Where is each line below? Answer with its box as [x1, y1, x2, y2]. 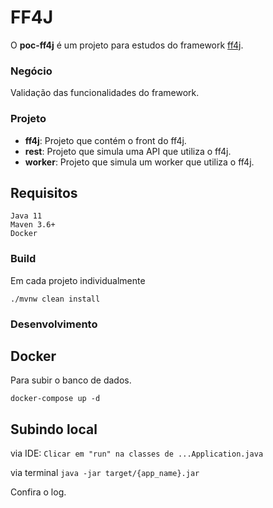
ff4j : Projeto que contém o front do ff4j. [24, 134, 187, 146]
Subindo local [10, 421, 98, 438]
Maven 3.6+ [10, 220, 56, 230]
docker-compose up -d [10, 394, 101, 404]
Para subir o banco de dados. [10, 374, 132, 386]
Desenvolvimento [10, 317, 98, 331]
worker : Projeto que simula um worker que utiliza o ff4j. [24, 156, 255, 168]
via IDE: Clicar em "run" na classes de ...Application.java [10, 447, 264, 460]
